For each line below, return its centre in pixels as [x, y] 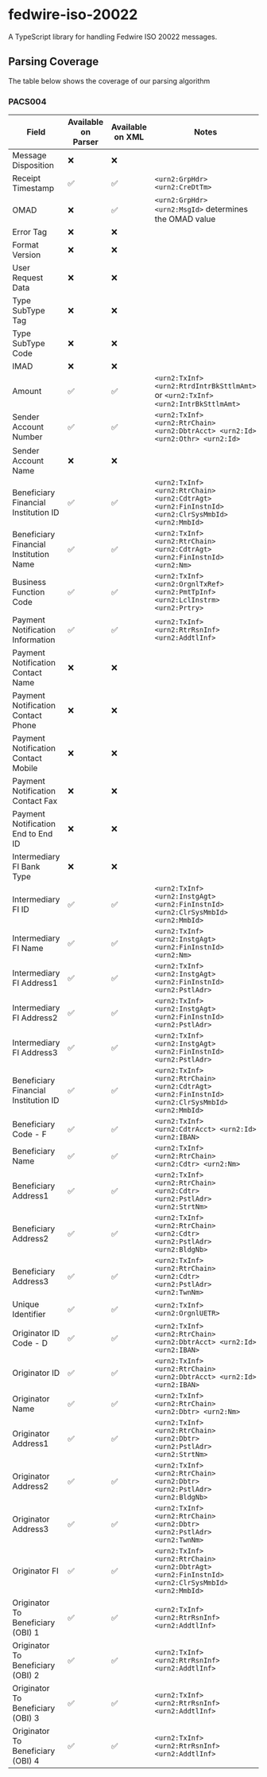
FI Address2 [35, 1018]
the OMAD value [185, 219]
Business [29, 583]
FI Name [28, 949]
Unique [26, 1304]
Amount [27, 392]
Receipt [27, 178]
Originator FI [36, 1571]
